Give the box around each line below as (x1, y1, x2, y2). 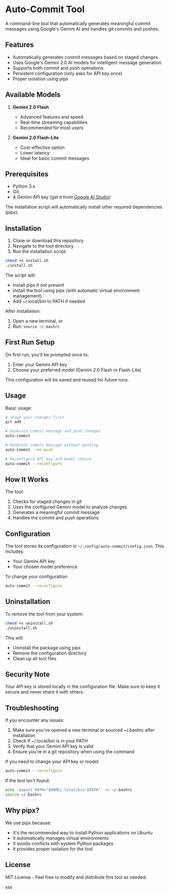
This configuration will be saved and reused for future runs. (5, 376, 129, 382)
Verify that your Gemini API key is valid (12, 743, 94, 750)
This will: (5, 635, 24, 641)
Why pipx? (5, 806, 39, 815)
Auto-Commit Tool (5, 4, 85, 15)
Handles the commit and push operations (12, 515, 99, 521)
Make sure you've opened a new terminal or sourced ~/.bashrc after (12, 727, 155, 733)
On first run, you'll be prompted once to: (5, 351, 89, 357)
